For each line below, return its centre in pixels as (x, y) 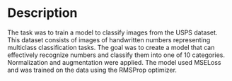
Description (42, 13)
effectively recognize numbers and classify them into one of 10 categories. (116, 55)
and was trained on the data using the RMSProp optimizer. (92, 70)
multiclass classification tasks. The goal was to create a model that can (111, 47)
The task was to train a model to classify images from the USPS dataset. (112, 32)
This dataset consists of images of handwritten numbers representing (109, 39)
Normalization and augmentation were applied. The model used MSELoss (114, 62)
